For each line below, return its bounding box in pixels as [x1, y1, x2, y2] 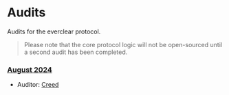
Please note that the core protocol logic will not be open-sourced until [23, 40, 222, 49]
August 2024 [7, 65, 53, 74]
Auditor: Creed [17, 81, 59, 89]
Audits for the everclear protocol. [7, 27, 101, 36]
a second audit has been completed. [23, 48, 128, 56]
